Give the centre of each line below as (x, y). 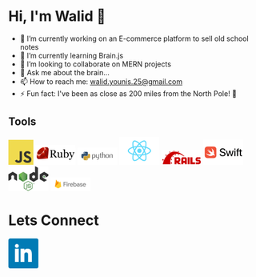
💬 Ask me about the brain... (65, 72)
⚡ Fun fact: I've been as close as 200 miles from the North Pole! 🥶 (128, 93)
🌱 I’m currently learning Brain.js (72, 55)
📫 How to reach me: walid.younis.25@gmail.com (101, 81)
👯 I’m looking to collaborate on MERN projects (96, 64)
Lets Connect (54, 221)
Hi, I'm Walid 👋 (57, 16)
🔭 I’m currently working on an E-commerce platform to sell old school (134, 38)
